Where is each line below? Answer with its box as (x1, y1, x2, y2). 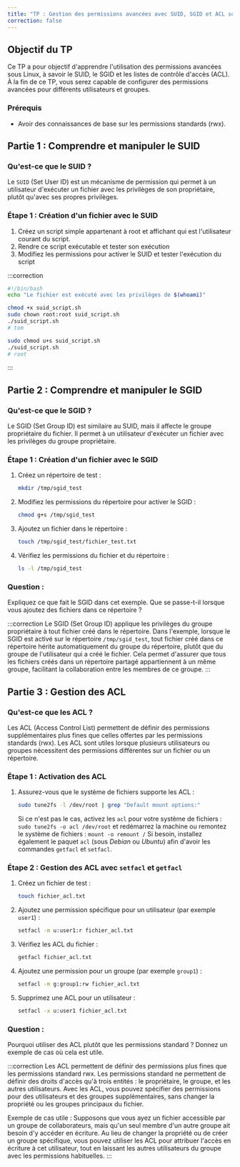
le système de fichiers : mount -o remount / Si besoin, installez (17, 830, 202, 838)
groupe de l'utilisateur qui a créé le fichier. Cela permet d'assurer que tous (7, 650, 226, 658)
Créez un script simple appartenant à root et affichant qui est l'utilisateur (17, 226, 231, 236)
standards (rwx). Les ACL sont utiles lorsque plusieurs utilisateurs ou (7, 738, 210, 747)
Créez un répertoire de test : (17, 471, 101, 479)
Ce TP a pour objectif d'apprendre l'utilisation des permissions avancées (7, 62, 221, 71)
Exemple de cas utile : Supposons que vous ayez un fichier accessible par (7, 1113, 226, 1122)
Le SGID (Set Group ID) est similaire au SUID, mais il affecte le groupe (7, 422, 212, 431)
